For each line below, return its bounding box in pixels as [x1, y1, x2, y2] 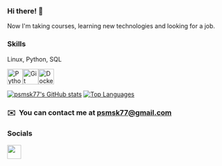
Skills [7, 39, 26, 49]
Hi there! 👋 [7, 6, 44, 16]
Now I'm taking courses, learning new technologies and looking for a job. [7, 22, 216, 30]
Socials [7, 129, 33, 138]
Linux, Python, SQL [7, 55, 62, 63]
